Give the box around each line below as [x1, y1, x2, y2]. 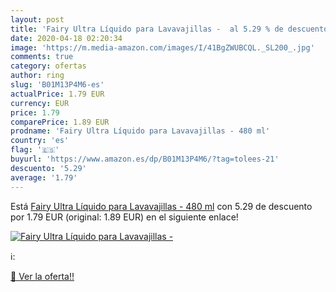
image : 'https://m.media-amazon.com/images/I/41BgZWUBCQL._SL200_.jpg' [10, 42, 315, 53]
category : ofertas [10, 61, 87, 71]
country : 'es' [10, 136, 70, 146]
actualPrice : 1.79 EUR [10, 89, 105, 99]
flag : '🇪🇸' [10, 145, 60, 155]
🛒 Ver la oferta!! [10, 270, 75, 282]
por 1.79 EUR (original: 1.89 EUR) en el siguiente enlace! [10, 211, 239, 223]
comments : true [10, 52, 74, 62]
